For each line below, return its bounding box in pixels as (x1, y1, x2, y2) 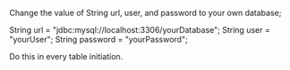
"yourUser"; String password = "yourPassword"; (9, 35, 188, 44)
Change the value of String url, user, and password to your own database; (9, 8, 282, 18)
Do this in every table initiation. (9, 51, 124, 61)
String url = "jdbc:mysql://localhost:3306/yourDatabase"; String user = (9, 25, 270, 35)
